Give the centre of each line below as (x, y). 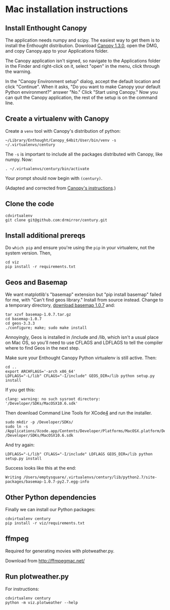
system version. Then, (28, 253)
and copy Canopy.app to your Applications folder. (57, 51)
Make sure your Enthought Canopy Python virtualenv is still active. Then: (81, 358)
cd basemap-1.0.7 (24, 319)
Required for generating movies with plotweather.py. (60, 551)
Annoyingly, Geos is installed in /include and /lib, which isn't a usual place (82, 337)
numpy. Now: (19, 159)
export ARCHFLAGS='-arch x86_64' (40, 372)
